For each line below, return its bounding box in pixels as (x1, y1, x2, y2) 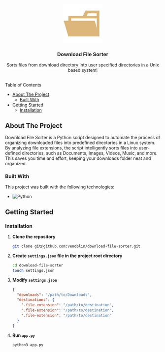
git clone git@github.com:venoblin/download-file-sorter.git (12, 244, 141, 249)
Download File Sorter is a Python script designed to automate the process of (5, 135, 161, 141)
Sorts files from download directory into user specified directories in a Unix (6, 62, 159, 68)
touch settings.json (12, 268, 55, 273)
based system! (67, 67, 98, 73)
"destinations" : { (17, 297, 55, 302)
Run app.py (12, 332, 35, 338)
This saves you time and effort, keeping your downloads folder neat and (5, 155, 151, 161)
